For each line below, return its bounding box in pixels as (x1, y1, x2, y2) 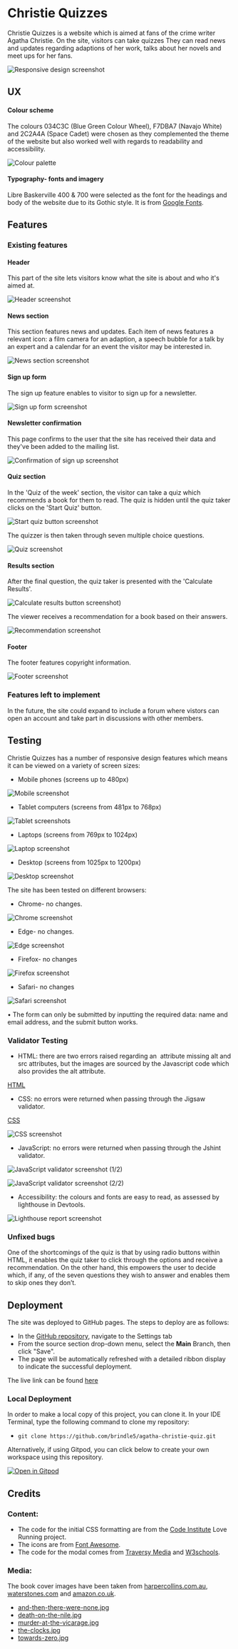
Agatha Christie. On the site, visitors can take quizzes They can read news (7, 36, 226, 44)
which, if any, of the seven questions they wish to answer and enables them (7, 1271, 230, 1279)
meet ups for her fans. (7, 51, 73, 60)
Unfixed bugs (7, 1231, 56, 1241)
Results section (7, 561, 55, 570)
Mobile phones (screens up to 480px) (17, 775, 129, 783)
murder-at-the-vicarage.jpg (17, 1618, 100, 1627)
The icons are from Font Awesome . (17, 1540, 121, 1548)
